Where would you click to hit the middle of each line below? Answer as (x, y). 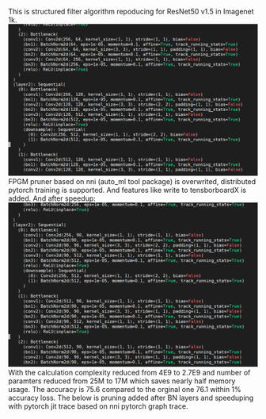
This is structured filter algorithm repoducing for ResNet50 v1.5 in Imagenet (131, 12)
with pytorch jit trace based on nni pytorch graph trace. (98, 406)
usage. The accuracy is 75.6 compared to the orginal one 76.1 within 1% (125, 390)
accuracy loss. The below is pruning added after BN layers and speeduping (131, 398)
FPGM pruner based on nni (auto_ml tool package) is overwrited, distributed (132, 181)
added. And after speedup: (52, 198)
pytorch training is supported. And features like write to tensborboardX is (127, 190)
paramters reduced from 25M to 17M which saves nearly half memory (122, 381)
